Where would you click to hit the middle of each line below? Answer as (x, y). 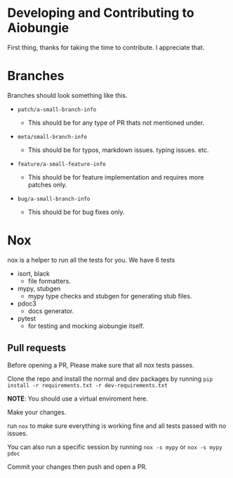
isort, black (34, 273)
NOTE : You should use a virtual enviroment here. (78, 398)
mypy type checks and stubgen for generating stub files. (110, 296)
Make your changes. (37, 412)
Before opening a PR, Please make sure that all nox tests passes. (101, 365)
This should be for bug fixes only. (76, 212)
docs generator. (51, 310)
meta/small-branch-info (52, 137)
